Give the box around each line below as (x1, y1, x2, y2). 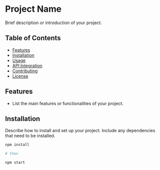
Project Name (5, 3, 62, 15)
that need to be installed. (5, 133, 55, 139)
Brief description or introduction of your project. (5, 20, 102, 26)
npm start (5, 160, 26, 165)
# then (5, 151, 19, 156)
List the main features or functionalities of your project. (12, 100, 124, 106)
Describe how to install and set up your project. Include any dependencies (5, 128, 156, 134)
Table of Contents (5, 34, 61, 42)
